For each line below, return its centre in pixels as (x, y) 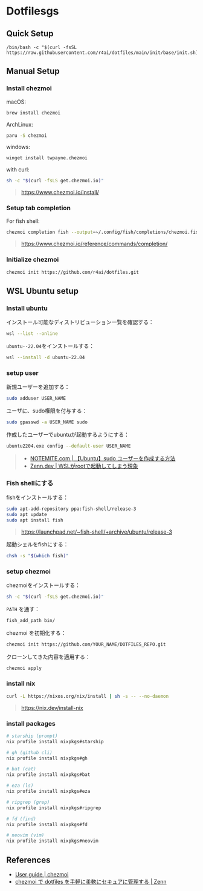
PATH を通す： (23, 609)
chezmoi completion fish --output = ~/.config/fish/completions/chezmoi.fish (104, 232)
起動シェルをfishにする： (37, 544)
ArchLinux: (20, 124)
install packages (31, 723)
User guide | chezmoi (42, 875)
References (28, 860)
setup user (23, 373)
